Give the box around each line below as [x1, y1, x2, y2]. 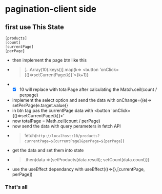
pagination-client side [5, 3, 97, 15]
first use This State [5, 23, 64, 31]
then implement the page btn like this [12, 57, 87, 63]
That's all [5, 183, 28, 190]
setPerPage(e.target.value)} [12, 103, 68, 108]
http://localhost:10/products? [36, 133, 100, 139]
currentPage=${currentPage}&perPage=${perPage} [24, 139, 123, 144]
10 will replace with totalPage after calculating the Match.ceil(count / [19, 86, 157, 92]
